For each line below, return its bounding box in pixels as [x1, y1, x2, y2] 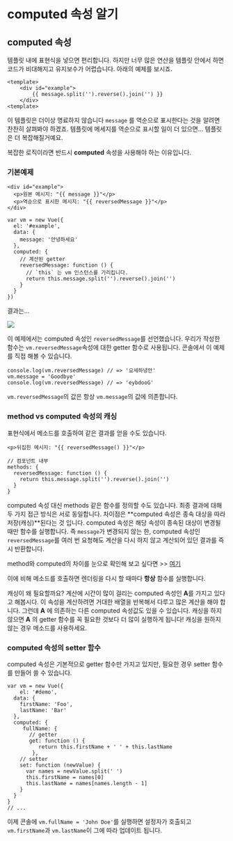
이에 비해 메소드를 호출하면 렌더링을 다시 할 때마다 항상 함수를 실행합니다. [7, 574, 206, 582]
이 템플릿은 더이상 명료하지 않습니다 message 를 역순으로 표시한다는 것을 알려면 [7, 116, 220, 124]
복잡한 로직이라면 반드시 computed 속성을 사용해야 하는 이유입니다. [7, 148, 191, 157]
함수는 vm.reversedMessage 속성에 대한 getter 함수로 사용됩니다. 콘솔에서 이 [7, 343, 212, 352]
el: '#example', [13, 223, 61, 230]
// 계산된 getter [19, 256, 66, 263]
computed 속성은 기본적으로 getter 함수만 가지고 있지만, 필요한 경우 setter [7, 659, 211, 668]
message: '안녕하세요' [19, 236, 79, 244]
